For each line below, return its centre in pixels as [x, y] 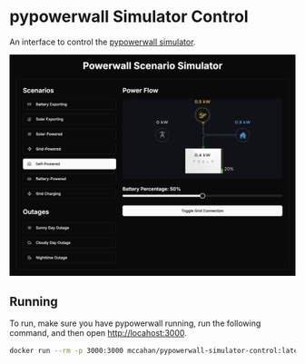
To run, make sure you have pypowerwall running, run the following [135, 323]
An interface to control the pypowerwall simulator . [103, 42]
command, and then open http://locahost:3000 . [98, 333]
